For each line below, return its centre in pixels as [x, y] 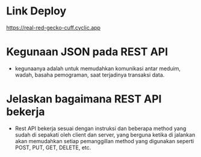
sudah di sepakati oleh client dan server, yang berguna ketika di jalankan [105, 135]
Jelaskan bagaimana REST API [84, 99]
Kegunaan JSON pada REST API [87, 52]
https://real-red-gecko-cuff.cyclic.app [54, 28]
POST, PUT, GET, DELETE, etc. [53, 147]
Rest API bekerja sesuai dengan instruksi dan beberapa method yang [100, 128]
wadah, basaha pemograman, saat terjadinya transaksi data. [90, 75]
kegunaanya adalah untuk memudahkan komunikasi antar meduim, [98, 68]
